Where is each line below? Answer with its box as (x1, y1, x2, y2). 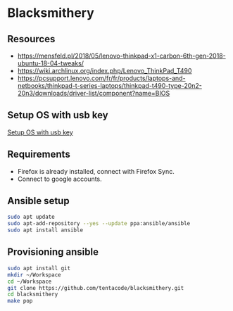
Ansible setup (7, 195, 70, 207)
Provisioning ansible (7, 246, 99, 258)
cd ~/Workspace (7, 278, 52, 285)
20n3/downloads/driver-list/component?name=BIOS (17, 89, 170, 97)
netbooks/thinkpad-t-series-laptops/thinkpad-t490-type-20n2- (17, 82, 203, 89)
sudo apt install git (7, 265, 71, 272)
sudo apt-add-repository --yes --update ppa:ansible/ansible (7, 220, 191, 227)
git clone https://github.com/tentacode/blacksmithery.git (7, 284, 184, 291)
